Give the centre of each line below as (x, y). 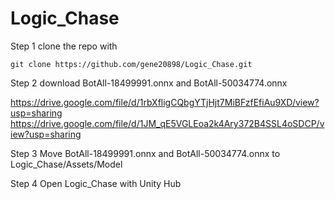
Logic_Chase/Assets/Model (66, 164)
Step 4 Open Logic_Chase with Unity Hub (96, 183)
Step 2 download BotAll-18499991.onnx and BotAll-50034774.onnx (149, 83)
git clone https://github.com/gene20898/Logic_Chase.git (131, 64)
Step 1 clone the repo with (64, 46)
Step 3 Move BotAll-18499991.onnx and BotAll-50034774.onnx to (145, 153)
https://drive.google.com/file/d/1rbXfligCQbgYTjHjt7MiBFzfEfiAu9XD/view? (165, 102)
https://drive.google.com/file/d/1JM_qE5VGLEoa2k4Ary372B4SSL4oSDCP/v (167, 123)
